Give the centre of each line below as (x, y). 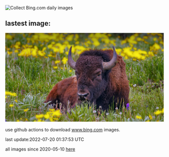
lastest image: (28, 23)
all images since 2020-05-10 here (40, 149)
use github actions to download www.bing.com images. (63, 130)
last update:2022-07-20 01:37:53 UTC (45, 139)
